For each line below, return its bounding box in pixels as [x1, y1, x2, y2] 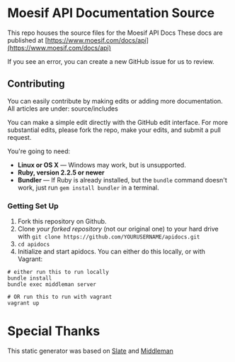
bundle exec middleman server [7, 281, 97, 288]
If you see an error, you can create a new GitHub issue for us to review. [7, 57, 214, 65]
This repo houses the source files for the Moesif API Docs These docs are [7, 28, 223, 37]
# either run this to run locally [7, 268, 110, 276]
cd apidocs [17, 241, 50, 248]
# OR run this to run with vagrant [7, 293, 113, 301]
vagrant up [7, 300, 40, 307]
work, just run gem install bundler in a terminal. [17, 183, 159, 192]
